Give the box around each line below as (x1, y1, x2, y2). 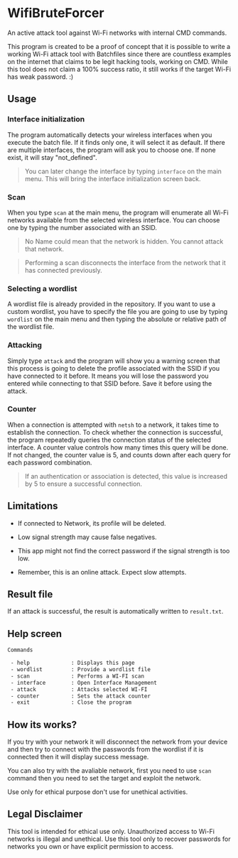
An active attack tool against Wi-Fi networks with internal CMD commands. (7, 28, 227, 37)
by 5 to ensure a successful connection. (24, 479, 143, 488)
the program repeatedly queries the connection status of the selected (7, 435, 212, 444)
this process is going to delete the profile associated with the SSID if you (7, 364, 220, 372)
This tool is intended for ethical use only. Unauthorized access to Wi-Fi (7, 827, 215, 835)
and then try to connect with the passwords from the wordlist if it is (7, 745, 204, 754)
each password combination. (7, 458, 92, 467)
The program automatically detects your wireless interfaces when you (7, 130, 212, 139)
